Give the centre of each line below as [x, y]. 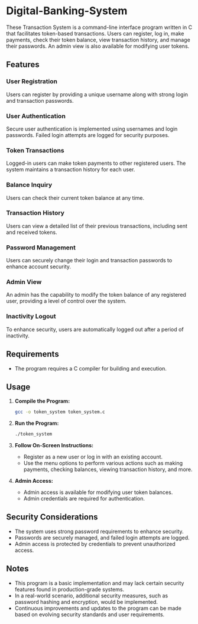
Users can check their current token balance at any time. [75, 198]
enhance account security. [39, 266]
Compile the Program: [42, 401]
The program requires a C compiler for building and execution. [91, 368]
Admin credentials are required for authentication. [84, 499]
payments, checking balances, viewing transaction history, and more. [108, 469]
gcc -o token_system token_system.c [60, 412]
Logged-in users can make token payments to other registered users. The [96, 163]
